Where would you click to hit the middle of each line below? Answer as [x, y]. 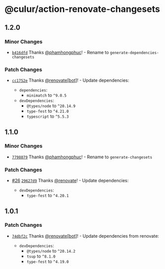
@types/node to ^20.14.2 [51, 251]
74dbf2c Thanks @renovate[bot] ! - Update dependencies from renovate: [85, 236]
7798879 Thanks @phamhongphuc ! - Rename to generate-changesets [82, 157]
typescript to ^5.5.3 [48, 116]
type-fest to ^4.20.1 [48, 196]
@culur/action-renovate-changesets [82, 9]
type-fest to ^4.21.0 [48, 111]
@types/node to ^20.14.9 [51, 106]
